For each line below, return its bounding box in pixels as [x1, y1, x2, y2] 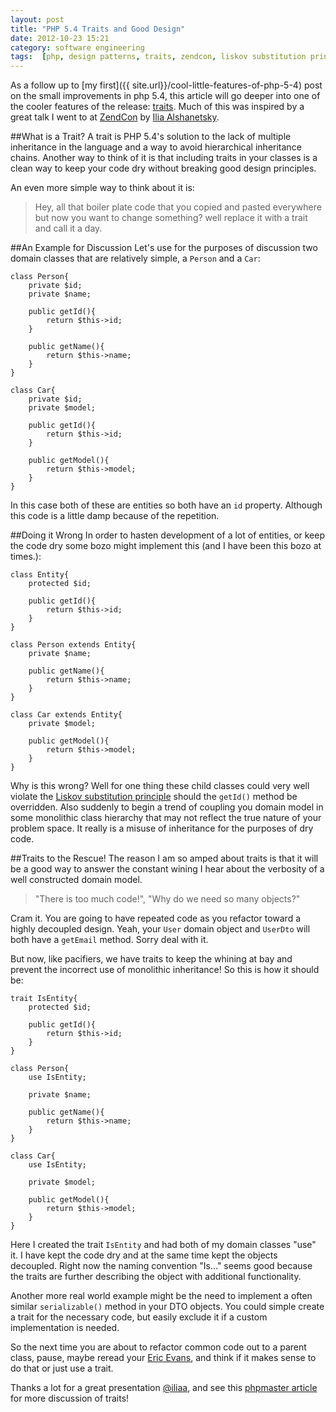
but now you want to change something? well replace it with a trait [34, 212, 308, 224]
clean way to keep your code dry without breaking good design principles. [10, 162, 317, 175]
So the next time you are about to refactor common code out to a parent [10, 1341, 307, 1353]
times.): [10, 551, 42, 563]
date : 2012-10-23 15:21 [10, 33, 110, 43]
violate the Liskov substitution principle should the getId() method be [10, 791, 298, 803]
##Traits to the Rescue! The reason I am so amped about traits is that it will [10, 852, 319, 865]
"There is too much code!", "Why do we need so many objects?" [34, 893, 301, 905]
